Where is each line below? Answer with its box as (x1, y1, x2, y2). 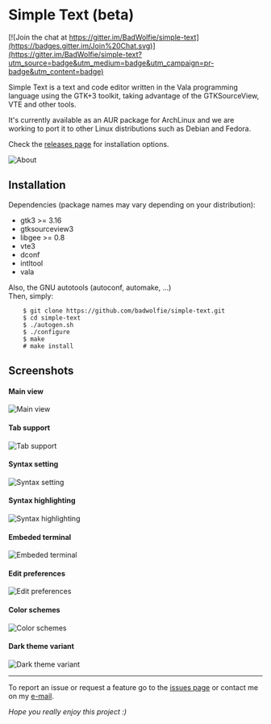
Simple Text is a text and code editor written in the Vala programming (8, 82, 238, 92)
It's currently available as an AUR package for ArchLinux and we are (8, 115, 235, 124)
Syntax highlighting (8, 496, 76, 505)
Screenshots (8, 364, 74, 378)
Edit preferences (8, 568, 66, 578)
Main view (8, 386, 44, 396)
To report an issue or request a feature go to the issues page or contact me (8, 682, 259, 692)
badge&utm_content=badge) (8, 66, 104, 76)
